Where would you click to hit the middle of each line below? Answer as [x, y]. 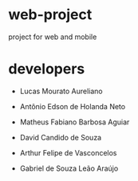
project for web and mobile [53, 37]
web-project [50, 15]
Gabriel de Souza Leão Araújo [69, 168]
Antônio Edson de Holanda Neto [73, 106]
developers [47, 69]
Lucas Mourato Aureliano [61, 91]
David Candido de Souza [61, 137]
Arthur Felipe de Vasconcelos [68, 152]
